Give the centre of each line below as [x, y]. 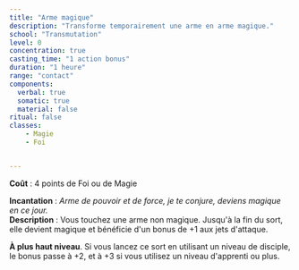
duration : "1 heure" [48, 68]
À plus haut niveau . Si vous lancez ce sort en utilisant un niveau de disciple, [150, 246]
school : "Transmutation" [56, 34]
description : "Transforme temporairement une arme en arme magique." [142, 26]
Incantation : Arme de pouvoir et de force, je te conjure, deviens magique [145, 200]
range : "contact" [42, 76]
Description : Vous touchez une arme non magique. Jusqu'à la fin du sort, [146, 219]
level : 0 [26, 42]
